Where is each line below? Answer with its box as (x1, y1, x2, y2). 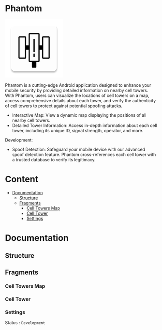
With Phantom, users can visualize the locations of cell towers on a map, (5, 93, 150, 98)
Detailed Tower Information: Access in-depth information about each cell (12, 122, 157, 128)
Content (5, 174, 39, 185)
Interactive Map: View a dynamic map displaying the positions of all (12, 112, 147, 118)
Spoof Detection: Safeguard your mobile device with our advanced (12, 146, 145, 152)
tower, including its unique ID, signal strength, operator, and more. (12, 127, 144, 133)
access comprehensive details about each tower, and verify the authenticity (5, 97, 156, 103)
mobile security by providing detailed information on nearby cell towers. (5, 87, 148, 93)
